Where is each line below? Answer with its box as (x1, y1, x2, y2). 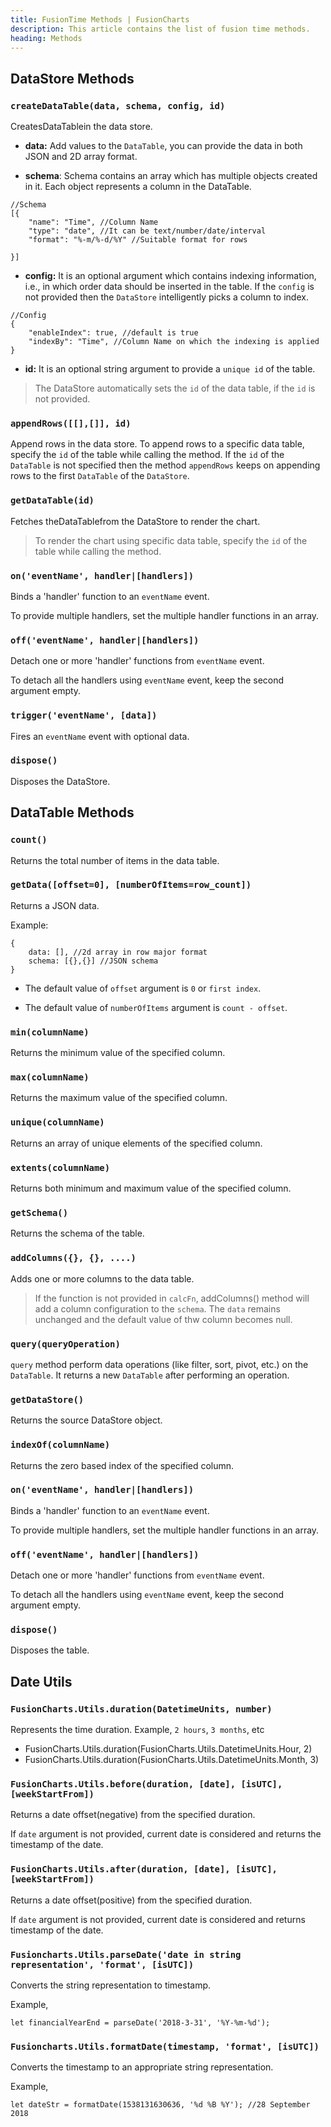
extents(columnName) (10, 1162, 111, 1173)
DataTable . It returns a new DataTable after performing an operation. (10, 1369, 290, 1381)
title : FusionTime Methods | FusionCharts (10, 14, 190, 25)
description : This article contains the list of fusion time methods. (10, 24, 311, 34)
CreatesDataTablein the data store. (10, 121, 153, 133)
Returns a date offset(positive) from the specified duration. (10, 1894, 253, 1906)
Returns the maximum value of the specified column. (10, 1092, 228, 1104)
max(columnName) (10, 1072, 90, 1083)
